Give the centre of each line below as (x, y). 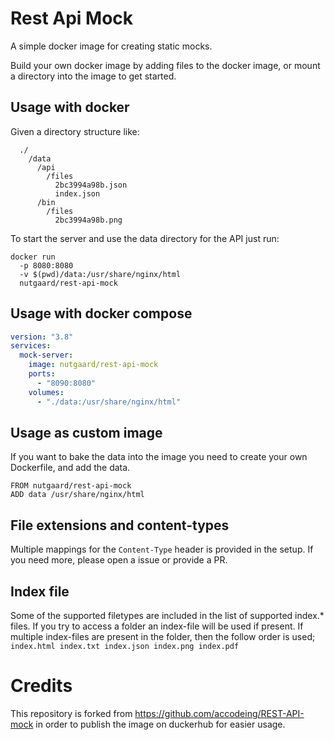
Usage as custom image (86, 432)
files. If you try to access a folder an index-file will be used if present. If (157, 626)
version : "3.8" (42, 337)
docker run (33, 257)
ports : (42, 374)
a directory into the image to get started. (93, 76)
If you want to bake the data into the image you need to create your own (159, 457)
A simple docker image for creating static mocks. (111, 46)
